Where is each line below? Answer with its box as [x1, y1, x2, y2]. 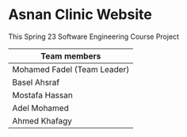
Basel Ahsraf [12, 77, 60, 88]
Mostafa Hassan [12, 89, 73, 101]
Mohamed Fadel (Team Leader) [12, 63, 130, 74]
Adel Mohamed [12, 102, 69, 113]
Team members [40, 50, 101, 61]
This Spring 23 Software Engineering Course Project [8, 32, 180, 41]
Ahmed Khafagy [12, 115, 73, 126]
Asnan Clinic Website [8, 6, 152, 24]
